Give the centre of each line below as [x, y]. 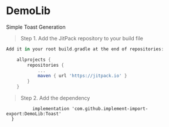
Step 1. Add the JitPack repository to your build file [82, 38]
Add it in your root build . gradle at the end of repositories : [85, 49]
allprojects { [34, 60]
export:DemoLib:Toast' [34, 114]
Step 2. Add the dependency [55, 98]
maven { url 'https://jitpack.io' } [82, 76]
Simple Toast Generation [36, 27]
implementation [50, 109]
